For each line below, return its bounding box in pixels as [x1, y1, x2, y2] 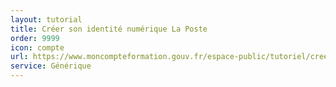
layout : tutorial [10, 14, 83, 25]
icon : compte [10, 42, 65, 53]
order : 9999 [10, 33, 60, 43]
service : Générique [10, 61, 92, 71]
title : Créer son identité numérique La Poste [10, 24, 208, 34]
